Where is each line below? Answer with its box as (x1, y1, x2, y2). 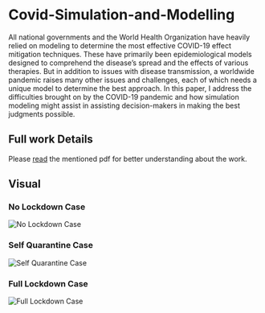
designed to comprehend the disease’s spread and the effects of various (8, 58, 249, 68)
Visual (8, 177, 42, 191)
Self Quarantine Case (8, 240, 94, 251)
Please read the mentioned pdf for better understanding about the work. (8, 154, 247, 163)
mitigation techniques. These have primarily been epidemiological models (8, 49, 252, 59)
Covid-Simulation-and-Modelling (8, 6, 235, 24)
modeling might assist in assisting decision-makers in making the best (8, 101, 241, 110)
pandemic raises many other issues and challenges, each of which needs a (8, 75, 257, 84)
